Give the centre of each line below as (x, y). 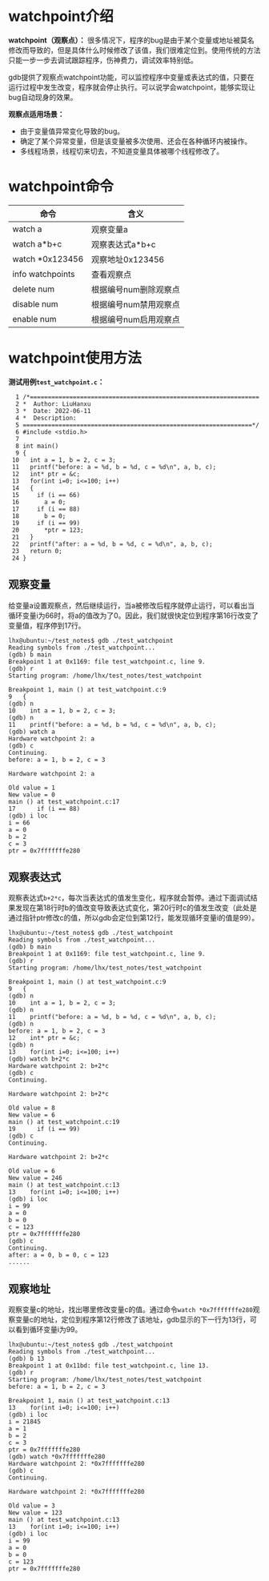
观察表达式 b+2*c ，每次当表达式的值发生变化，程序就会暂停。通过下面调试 (129, 898)
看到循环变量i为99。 (48, 1330)
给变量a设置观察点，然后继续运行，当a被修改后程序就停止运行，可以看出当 (131, 605)
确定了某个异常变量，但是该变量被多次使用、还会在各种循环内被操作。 (136, 141)
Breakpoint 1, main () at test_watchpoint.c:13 (89, 1401)
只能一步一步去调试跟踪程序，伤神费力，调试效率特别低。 (103, 60)
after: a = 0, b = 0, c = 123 (59, 1255)
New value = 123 (35, 1513)
